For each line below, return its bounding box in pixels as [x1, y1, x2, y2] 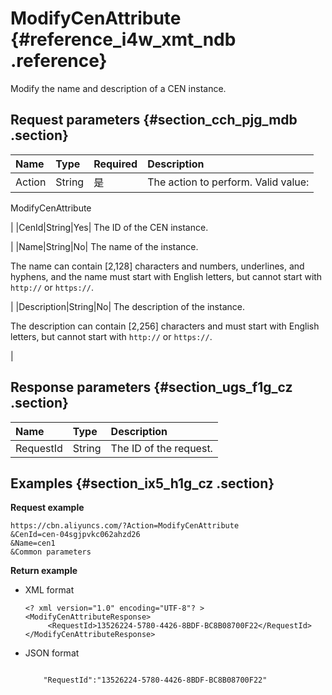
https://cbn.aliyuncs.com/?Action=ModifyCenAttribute [10, 521, 240, 531]
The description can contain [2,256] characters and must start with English [10, 320, 320, 332]
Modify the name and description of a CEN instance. [10, 82, 227, 94]
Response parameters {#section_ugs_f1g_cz [10, 379, 293, 396]
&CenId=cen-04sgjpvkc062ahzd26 [10, 530, 141, 540]
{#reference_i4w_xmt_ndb [10, 28, 237, 51]
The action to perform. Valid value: [147, 175, 310, 189]
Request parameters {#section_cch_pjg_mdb [10, 112, 298, 129]
